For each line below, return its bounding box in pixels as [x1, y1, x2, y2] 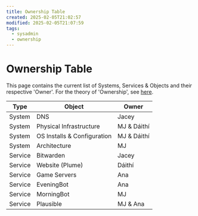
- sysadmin [11, 31, 39, 37]
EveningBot [36, 180, 69, 189]
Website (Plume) [36, 161, 83, 169]
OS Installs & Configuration [36, 132, 112, 140]
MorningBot [36, 190, 70, 198]
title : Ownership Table [6, 8, 66, 15]
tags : [6, 25, 20, 32]
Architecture [36, 141, 72, 150]
